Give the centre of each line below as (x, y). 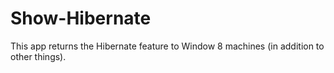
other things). (38, 56)
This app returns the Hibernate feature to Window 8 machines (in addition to (167, 46)
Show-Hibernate (81, 18)
